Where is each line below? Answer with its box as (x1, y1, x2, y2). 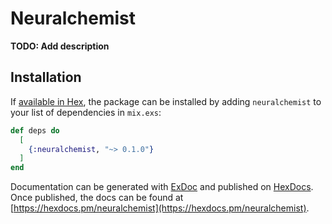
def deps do (10, 125, 60, 136)
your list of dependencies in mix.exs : (10, 106, 162, 118)
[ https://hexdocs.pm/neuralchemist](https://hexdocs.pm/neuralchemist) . (10, 202, 310, 214)
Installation (10, 69, 82, 86)
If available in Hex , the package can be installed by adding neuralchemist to (10, 95, 322, 107)
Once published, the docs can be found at (10, 192, 184, 204)
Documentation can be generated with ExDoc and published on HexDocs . (10, 181, 314, 193)
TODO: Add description (10, 40, 110, 52)
